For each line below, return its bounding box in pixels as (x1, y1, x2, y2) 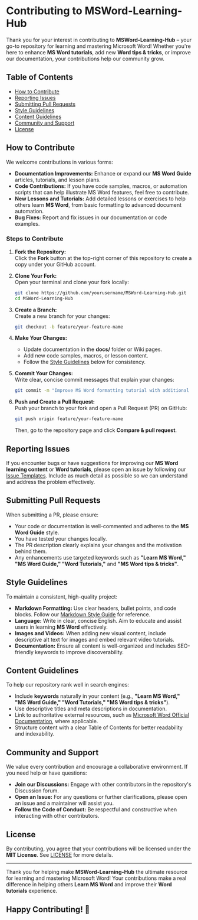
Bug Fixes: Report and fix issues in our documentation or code (14, 214, 167, 221)
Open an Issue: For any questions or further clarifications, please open (14, 794, 187, 801)
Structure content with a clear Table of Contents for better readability (14, 724, 183, 731)
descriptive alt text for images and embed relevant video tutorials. (14, 636, 175, 643)
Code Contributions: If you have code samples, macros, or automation (14, 182, 187, 190)
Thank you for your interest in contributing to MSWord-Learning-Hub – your (6, 36, 192, 43)
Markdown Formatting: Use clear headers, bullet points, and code (14, 604, 177, 612)
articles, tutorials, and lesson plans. (14, 176, 101, 183)
